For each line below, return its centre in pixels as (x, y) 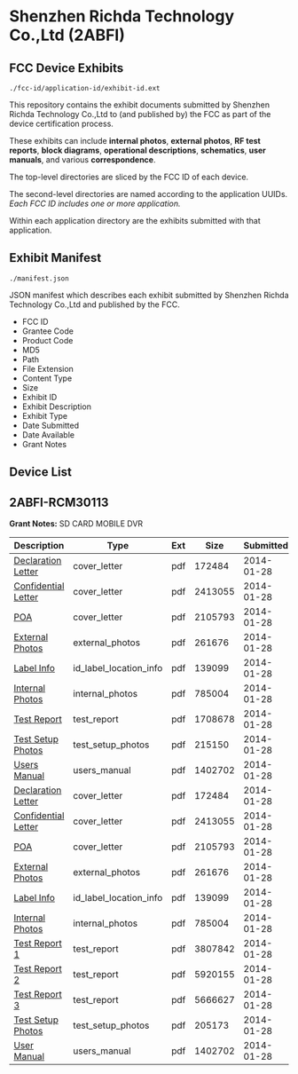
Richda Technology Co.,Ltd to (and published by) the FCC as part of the (140, 114)
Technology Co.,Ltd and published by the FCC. (94, 304)
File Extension (47, 368)
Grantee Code (47, 331)
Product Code (47, 340)
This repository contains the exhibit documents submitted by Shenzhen (140, 105)
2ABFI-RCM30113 (59, 502)
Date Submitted (51, 425)
